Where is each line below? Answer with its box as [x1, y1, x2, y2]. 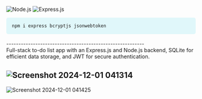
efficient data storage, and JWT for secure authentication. [6, 53, 150, 60]
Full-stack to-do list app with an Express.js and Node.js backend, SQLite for [6, 47, 194, 53]
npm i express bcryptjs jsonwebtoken [11, 23, 106, 29]
